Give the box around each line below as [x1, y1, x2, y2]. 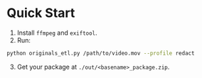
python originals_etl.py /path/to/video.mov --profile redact [6, 50, 195, 57]
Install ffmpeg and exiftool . [16, 28, 97, 37]
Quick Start [6, 5, 75, 21]
